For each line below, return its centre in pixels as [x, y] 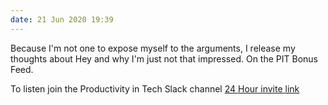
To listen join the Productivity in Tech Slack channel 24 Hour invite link [155, 88]
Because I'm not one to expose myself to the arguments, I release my [153, 48]
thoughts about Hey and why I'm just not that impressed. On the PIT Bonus [164, 58]
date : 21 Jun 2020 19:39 [62, 19]
